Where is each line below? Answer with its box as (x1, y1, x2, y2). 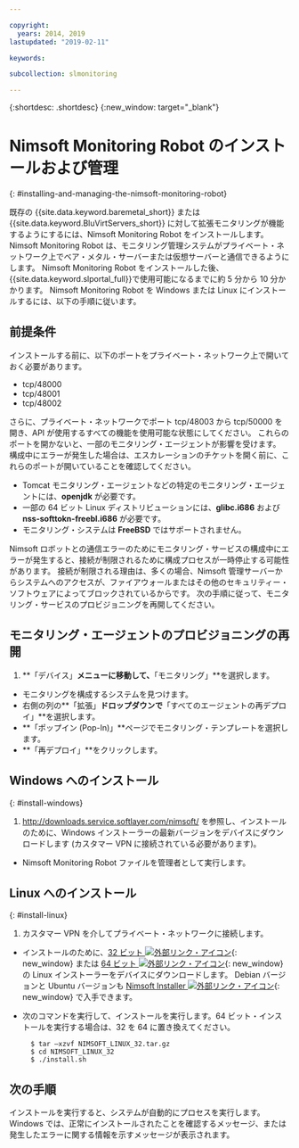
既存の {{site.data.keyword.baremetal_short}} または (9, 207, 201, 218)
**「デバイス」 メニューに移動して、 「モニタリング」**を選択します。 (21, 670, 274, 681)
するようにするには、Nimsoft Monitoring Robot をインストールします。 (9, 229, 269, 240)
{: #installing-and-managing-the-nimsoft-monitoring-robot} (9, 188, 228, 199)
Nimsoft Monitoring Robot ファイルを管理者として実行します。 (21, 857, 251, 868)
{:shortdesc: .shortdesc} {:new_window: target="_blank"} (9, 102, 220, 112)
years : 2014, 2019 (17, 29, 86, 38)
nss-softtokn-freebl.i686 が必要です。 (21, 513, 166, 524)
